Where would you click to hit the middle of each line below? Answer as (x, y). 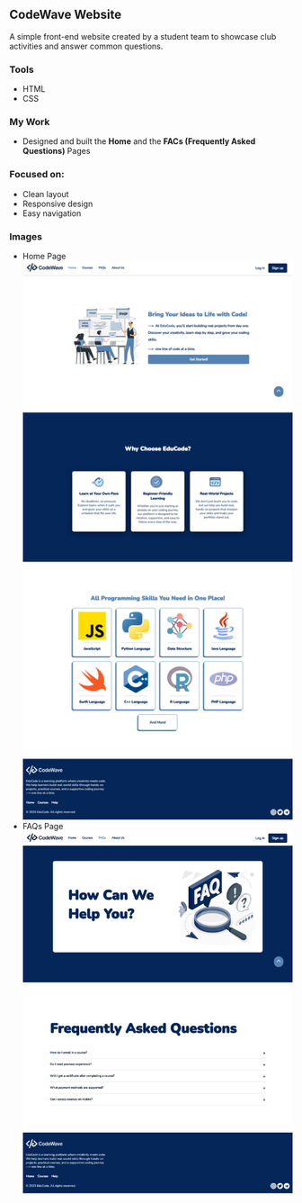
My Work (30, 122)
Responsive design (58, 204)
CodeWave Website (66, 15)
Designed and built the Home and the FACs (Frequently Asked (139, 141)
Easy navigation (52, 213)
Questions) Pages (56, 151)
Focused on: (37, 175)
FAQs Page (43, 827)
